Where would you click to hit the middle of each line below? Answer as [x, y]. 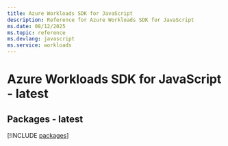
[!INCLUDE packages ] [38, 135]
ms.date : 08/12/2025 [37, 26]
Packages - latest [45, 119]
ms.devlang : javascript [41, 39]
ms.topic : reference [37, 33]
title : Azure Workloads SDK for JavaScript [70, 13]
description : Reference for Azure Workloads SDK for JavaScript [101, 20]
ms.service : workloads [39, 45]
